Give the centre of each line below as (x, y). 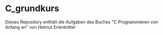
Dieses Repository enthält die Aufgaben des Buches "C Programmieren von (82, 22)
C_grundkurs (32, 9)
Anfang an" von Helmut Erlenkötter (41, 27)
